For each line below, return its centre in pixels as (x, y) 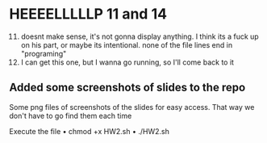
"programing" (44, 53)
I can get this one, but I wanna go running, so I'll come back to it (127, 62)
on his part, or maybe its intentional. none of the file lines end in (127, 44)
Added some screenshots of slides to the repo (127, 88)
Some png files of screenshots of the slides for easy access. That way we (132, 107)
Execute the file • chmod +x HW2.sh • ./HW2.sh (90, 131)
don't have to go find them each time (71, 116)
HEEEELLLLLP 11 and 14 (88, 14)
